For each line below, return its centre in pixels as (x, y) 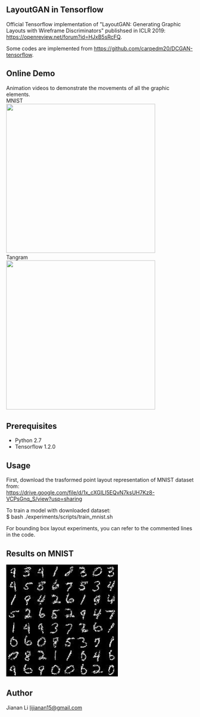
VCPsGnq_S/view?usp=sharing (44, 499)
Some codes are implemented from (49, 48)
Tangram (17, 257)
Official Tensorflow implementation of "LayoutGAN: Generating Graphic (94, 24)
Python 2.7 (28, 440)
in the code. (21, 535)
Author (19, 693)
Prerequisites (32, 426)
